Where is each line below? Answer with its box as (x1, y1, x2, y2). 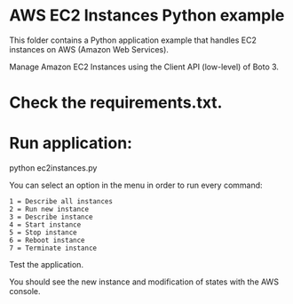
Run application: (9, 133, 133, 154)
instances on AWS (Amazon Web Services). (9, 44, 169, 54)
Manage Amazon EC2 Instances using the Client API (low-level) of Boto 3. (9, 61, 280, 72)
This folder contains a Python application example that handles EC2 (9, 35, 257, 45)
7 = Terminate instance (9, 244, 98, 253)
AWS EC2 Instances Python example (9, 5, 285, 26)
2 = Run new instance (9, 205, 90, 214)
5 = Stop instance (9, 228, 77, 237)
